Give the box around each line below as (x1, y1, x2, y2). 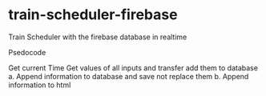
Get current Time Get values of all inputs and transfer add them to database (8, 62, 259, 73)
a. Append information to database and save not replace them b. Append (8, 71, 249, 81)
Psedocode (8, 47, 46, 57)
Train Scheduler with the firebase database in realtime (8, 32, 187, 42)
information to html (8, 80, 71, 90)
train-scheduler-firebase (8, 6, 178, 24)
